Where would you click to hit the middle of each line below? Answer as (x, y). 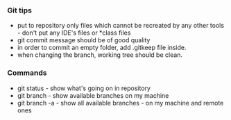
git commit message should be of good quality (84, 40)
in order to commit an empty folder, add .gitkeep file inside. (102, 48)
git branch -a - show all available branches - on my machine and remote (120, 103)
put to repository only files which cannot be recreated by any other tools (120, 26)
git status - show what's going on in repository (84, 88)
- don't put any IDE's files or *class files (74, 33)
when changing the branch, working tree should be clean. (100, 55)
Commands (27, 73)
